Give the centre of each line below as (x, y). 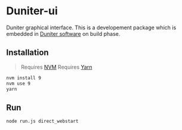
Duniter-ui (32, 11)
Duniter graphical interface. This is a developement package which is (91, 27)
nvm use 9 (18, 83)
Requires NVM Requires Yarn (56, 67)
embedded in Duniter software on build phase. (63, 33)
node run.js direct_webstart (42, 121)
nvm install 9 (24, 78)
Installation (27, 53)
